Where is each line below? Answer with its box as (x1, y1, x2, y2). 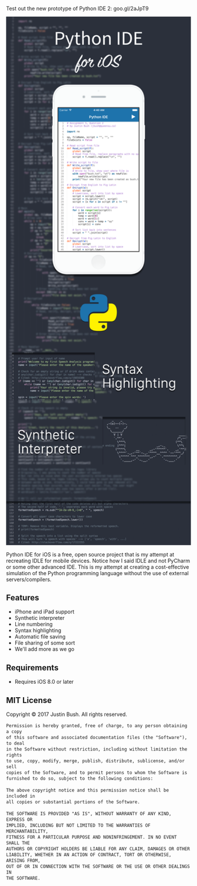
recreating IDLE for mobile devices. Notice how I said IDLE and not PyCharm (6, 557, 191, 564)
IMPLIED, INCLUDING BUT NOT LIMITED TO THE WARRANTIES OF (6, 823, 151, 829)
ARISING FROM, (6, 858, 41, 864)
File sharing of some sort (14, 639, 75, 647)
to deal (6, 741, 25, 746)
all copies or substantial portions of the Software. (6, 799, 141, 805)
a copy (6, 729, 22, 735)
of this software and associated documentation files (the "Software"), (6, 735, 188, 741)
